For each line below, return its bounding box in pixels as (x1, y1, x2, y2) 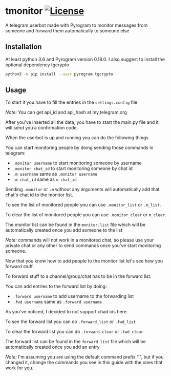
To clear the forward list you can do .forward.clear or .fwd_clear (5, 329, 143, 335)
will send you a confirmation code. (5, 125, 78, 131)
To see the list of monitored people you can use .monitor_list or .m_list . (5, 202, 161, 208)
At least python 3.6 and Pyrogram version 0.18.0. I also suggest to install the (5, 56, 165, 62)
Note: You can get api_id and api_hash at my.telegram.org (5, 109, 127, 116)
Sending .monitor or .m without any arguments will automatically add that (5, 186, 160, 193)
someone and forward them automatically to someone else (5, 27, 130, 33)
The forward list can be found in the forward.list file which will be (5, 339, 146, 345)
